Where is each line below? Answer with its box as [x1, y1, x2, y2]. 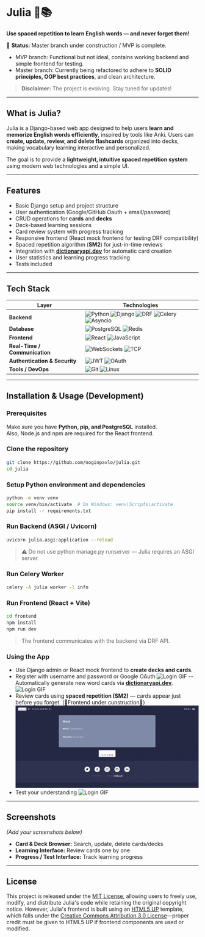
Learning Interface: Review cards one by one [15, 847, 130, 854]
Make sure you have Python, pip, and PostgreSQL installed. [6, 423, 157, 430]
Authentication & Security [9, 357, 77, 364]
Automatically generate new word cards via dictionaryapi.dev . [15, 679, 174, 687]
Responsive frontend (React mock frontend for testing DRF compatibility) [15, 234, 199, 242]
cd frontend [6, 613, 37, 620]
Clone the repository [6, 444, 69, 453]
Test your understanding [15, 789, 77, 796]
